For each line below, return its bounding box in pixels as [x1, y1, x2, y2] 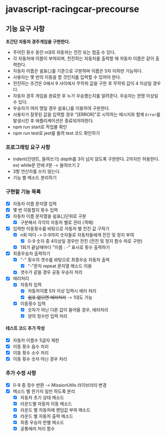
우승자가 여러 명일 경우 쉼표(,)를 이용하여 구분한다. [12, 106, 111, 111]
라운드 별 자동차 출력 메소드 [20, 413, 73, 419]
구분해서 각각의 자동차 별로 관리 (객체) [20, 219, 94, 225]
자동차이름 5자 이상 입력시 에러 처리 [27, 288, 97, 294]
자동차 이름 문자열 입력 [12, 201, 57, 207]
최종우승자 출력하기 [12, 250, 51, 257]
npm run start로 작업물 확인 [12, 124, 67, 130]
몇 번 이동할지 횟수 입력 [12, 207, 58, 213]
